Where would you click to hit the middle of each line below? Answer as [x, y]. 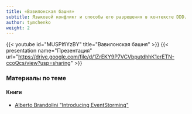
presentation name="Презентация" [49, 51]
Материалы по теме [36, 78]
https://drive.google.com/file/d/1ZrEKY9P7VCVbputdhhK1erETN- [96, 57]
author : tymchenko [28, 22]
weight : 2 [18, 28]
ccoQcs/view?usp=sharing [38, 63]
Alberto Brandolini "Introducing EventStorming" [71, 105]
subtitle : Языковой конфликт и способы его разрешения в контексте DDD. [97, 17]
